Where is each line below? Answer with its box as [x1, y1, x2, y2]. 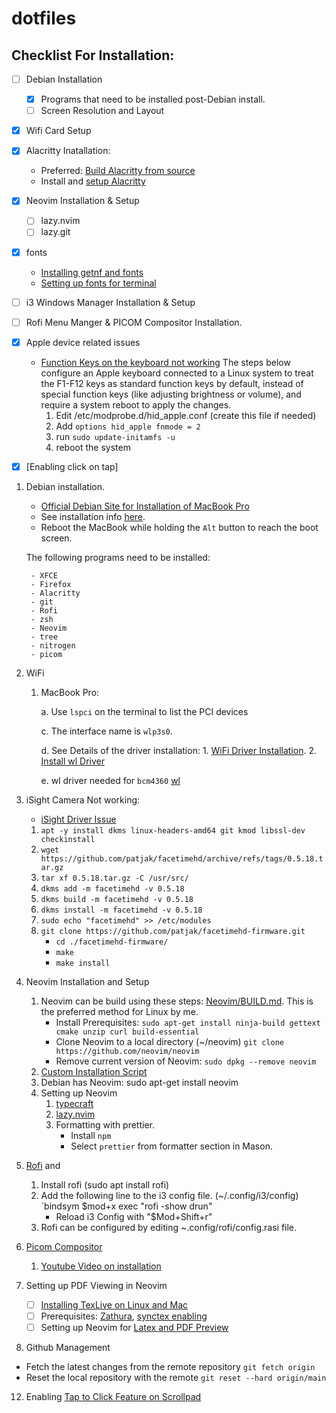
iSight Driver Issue [40, 813, 117, 825]
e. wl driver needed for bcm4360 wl [40, 774, 181, 786]
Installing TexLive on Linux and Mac [40, 1298, 189, 1311]
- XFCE [30, 570, 58, 581]
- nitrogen [30, 640, 76, 651]
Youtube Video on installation [40, 1260, 162, 1272]
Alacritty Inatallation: [25, 145, 111, 157]
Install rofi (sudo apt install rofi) [40, 1178, 170, 1191]
